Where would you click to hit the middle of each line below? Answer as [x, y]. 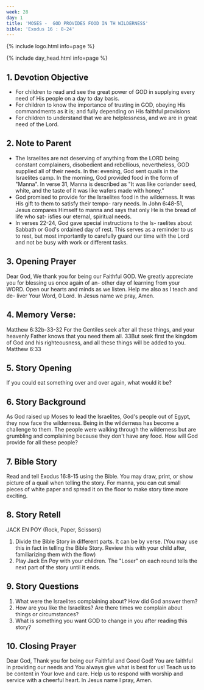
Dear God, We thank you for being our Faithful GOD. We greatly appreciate [100, 276]
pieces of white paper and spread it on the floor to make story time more [97, 489]
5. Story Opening [39, 368]
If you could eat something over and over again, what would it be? [89, 383]
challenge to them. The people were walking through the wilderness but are [101, 430]
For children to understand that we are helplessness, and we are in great [106, 118]
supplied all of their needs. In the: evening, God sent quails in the [97, 171]
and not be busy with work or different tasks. [71, 242]
